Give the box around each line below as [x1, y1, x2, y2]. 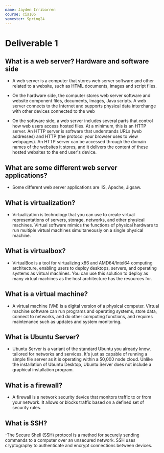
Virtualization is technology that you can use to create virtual [12, 212, 135, 217]
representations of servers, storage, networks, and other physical [12, 217, 145, 223]
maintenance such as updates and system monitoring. [12, 319, 121, 324]
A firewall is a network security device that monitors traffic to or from [12, 394, 152, 400]
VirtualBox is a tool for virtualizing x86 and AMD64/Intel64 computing [12, 259, 153, 266]
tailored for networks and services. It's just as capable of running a [12, 351, 148, 357]
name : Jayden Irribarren [5, 7, 56, 12]
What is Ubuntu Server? [5, 333, 80, 341]
